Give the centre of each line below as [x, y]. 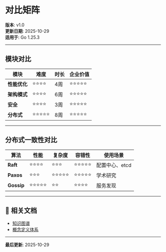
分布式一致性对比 [31, 140]
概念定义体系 [25, 230]
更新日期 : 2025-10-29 [27, 31]
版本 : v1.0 [15, 25]
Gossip [16, 186]
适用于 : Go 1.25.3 [22, 37]
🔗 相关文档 [21, 211]
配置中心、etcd [114, 165]
